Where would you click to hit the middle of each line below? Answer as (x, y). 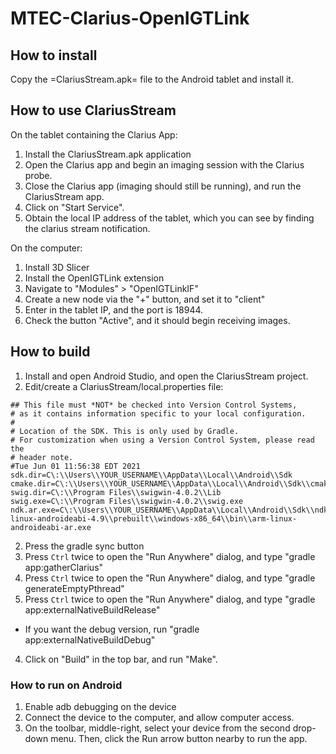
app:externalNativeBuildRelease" (92, 609)
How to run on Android (66, 685)
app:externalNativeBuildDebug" (90, 639)
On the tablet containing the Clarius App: (94, 134)
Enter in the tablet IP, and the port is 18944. (114, 309)
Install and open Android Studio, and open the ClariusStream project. (166, 376)
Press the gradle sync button (84, 546)
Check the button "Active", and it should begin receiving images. (157, 320)
